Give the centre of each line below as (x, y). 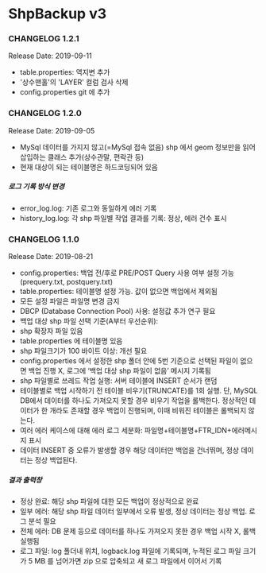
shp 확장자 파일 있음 (51, 331)
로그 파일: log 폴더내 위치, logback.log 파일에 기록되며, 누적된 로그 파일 (130, 551)
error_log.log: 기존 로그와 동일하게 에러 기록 (88, 208)
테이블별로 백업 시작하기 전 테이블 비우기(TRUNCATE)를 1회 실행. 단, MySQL (139, 391)
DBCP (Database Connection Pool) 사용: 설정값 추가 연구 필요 (118, 312)
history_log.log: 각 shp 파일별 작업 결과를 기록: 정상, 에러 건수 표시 (123, 218)
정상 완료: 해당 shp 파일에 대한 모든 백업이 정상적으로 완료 (109, 501)
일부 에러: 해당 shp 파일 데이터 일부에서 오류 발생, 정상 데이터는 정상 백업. (133, 511)
